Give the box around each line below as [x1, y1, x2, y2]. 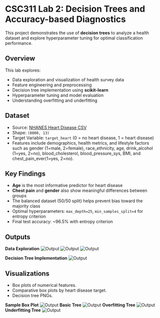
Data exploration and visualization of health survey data [12, 76, 124, 82]
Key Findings [5, 169, 46, 178]
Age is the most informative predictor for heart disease [12, 183, 123, 188]
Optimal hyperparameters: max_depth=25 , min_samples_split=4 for [12, 208, 143, 214]
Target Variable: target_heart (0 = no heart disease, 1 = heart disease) [12, 135, 154, 141]
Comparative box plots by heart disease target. [12, 287, 107, 293]
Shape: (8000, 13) [12, 130, 50, 135]
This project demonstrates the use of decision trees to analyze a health [5, 30, 149, 36]
